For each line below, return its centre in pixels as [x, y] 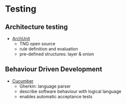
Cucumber [23, 81]
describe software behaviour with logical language [70, 91]
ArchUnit [21, 38]
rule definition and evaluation [49, 49]
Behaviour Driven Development [54, 69]
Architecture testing [36, 27]
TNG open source [37, 44]
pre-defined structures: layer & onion [57, 54]
